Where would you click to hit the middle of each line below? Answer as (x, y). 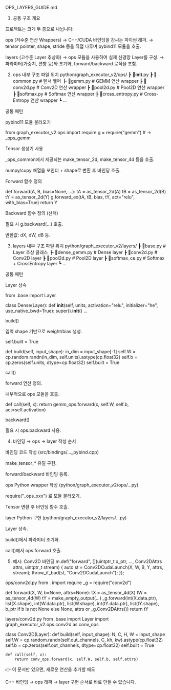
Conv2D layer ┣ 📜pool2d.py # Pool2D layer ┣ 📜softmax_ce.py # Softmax (89, 258)
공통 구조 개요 (26, 18)
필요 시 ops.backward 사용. (33, 430)
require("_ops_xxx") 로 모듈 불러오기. (43, 496)
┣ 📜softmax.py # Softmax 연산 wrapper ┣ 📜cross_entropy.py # (78, 94)
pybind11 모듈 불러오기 (28, 122)
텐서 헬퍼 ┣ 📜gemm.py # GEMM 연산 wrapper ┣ (93, 81)
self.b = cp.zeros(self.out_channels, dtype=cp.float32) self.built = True (80, 645)
